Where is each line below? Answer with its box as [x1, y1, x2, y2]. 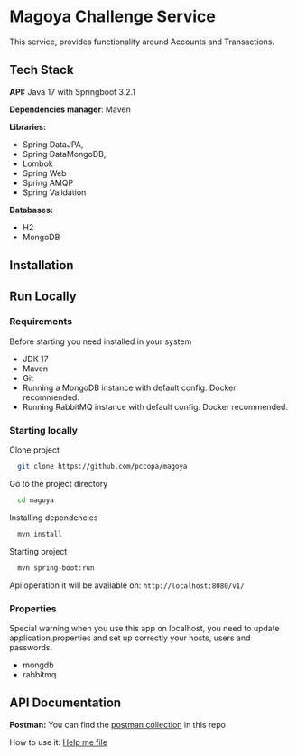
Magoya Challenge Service [9, 6, 217, 27]
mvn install [17, 529, 63, 538]
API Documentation [9, 695, 122, 711]
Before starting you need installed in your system [9, 336, 192, 347]
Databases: [9, 204, 54, 215]
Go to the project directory [9, 479, 108, 489]
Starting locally [9, 424, 79, 436]
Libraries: [9, 121, 47, 132]
